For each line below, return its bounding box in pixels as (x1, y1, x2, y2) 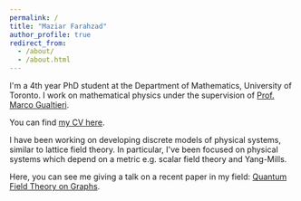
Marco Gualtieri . (9, 100, 70, 110)
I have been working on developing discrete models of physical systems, (9, 135, 282, 145)
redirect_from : (9, 38, 67, 48)
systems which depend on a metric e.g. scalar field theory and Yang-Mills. (9, 154, 287, 164)
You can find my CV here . (9, 117, 105, 128)
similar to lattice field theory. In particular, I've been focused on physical (9, 144, 278, 155)
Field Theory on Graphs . (9, 181, 101, 191)
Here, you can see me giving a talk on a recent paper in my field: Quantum (9, 171, 287, 182)
